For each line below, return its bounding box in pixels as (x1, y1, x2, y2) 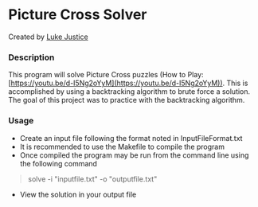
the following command (19, 158, 98, 168)
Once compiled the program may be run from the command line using (19, 150, 249, 160)
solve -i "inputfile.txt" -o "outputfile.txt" (27, 174, 158, 184)
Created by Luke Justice (8, 32, 89, 41)
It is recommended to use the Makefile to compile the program (19, 142, 225, 151)
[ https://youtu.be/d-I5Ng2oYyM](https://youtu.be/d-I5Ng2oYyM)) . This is (8, 78, 248, 88)
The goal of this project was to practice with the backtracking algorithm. (8, 96, 245, 105)
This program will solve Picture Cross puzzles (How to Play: (8, 70, 205, 80)
